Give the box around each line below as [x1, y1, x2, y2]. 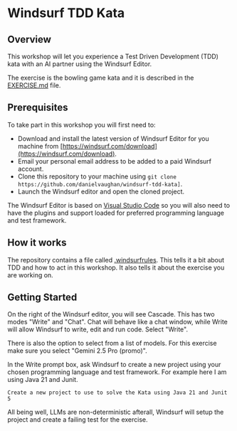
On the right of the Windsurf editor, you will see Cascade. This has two [7, 310, 215, 319]
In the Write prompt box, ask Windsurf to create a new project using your [7, 361, 221, 369]
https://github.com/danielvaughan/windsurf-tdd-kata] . [17, 179, 183, 188]
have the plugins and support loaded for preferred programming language [7, 208, 224, 217]
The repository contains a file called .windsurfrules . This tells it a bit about [7, 255, 225, 264]
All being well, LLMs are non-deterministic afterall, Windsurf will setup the [7, 408, 224, 417]
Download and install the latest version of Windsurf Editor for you [17, 134, 210, 143]
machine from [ [17, 142, 63, 150]
